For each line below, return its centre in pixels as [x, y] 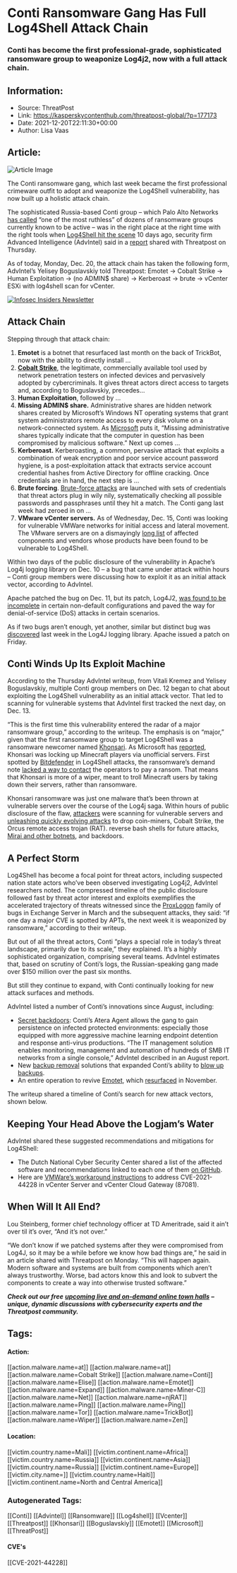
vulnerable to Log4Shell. [53, 548]
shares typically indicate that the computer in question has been [111, 435]
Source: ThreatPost [45, 108]
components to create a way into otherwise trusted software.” [97, 1282]
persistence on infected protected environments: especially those [113, 1028]
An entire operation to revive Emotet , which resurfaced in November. [117, 1081]
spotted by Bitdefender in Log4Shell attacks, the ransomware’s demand [111, 762]
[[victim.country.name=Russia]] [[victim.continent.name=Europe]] [103, 1467]
